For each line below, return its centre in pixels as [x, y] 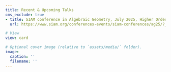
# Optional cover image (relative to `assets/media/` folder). [74, 47]
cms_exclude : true [25, 15]
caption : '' [23, 56]
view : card [17, 38]
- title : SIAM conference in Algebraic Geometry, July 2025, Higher [79, 19]
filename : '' [24, 61]
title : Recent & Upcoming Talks [39, 10]
